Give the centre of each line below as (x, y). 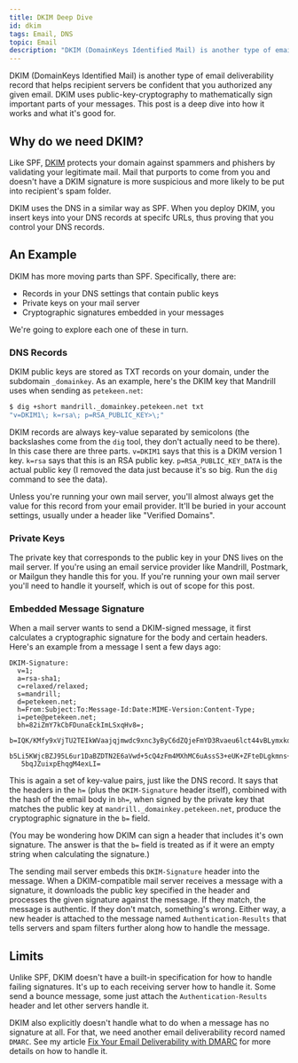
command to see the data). (59, 479)
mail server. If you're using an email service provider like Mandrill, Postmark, (149, 567)
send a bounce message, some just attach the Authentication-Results (138, 996)
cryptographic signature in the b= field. (80, 818)
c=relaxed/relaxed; (53, 687)
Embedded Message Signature (77, 609)
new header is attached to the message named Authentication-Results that (148, 918)
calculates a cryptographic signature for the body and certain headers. (138, 638)
